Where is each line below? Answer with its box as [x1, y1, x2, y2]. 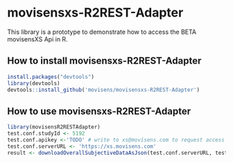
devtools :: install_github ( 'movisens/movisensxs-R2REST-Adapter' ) [7, 86, 200, 93]
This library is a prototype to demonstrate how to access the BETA [7, 28, 197, 36]
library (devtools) [7, 79, 60, 87]
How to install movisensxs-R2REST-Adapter [7, 55, 202, 67]
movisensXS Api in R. [7, 35, 68, 43]
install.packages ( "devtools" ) [7, 73, 95, 80]
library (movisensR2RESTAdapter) [7, 124, 101, 131]
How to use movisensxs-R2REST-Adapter [7, 105, 191, 117]
